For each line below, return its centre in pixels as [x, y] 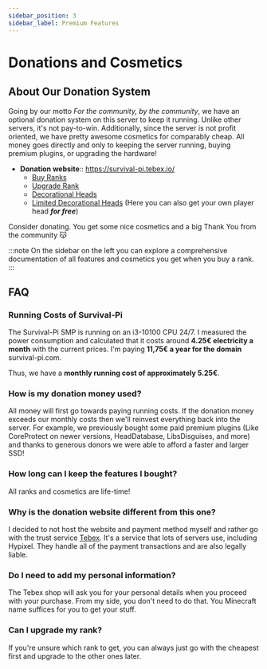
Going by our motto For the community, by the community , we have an [124, 111]
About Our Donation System [80, 92]
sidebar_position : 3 [43, 16]
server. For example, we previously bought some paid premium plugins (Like [133, 428]
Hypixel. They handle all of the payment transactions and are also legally [128, 546]
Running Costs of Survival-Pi [66, 315]
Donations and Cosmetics [96, 63]
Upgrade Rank [55, 186]
